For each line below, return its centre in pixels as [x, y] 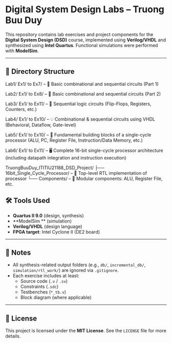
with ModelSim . [22, 51]
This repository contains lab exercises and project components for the [79, 34]
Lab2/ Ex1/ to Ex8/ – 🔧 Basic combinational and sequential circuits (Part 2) [83, 94]
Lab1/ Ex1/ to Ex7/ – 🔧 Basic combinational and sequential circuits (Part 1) [82, 84]
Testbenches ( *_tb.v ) [43, 292]
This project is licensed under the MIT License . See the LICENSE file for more [86, 331]
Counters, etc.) [21, 109]
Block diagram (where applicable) [56, 298]
